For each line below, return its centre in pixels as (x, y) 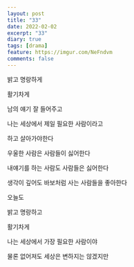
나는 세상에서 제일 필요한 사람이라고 (55, 123)
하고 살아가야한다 (30, 138)
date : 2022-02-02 (32, 26)
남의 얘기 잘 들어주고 (35, 109)
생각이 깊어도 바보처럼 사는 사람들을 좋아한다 (67, 182)
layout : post (26, 14)
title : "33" (24, 20)
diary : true (24, 40)
